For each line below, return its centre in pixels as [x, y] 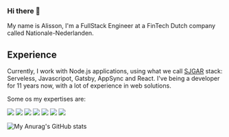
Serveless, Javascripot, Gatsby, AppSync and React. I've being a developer [113, 79]
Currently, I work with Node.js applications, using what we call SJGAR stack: [115, 71]
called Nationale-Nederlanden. [50, 33]
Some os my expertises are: [46, 99]
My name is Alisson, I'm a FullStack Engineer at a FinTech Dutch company [111, 26]
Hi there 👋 [24, 11]
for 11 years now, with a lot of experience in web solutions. [89, 86]
